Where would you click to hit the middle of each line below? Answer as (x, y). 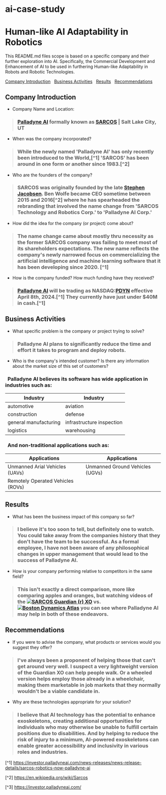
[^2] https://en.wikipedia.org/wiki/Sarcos (46, 778)
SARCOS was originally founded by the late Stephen (81, 188)
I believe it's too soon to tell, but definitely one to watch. (86, 529)
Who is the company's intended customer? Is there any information (81, 361)
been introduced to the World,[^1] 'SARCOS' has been (83, 158)
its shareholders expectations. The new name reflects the (88, 248)
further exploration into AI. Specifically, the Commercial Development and (80, 61)
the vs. (59, 602)
